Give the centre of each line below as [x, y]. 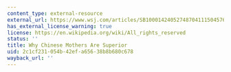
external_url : [27, 20]
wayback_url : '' [30, 58]
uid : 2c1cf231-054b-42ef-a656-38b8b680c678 [70, 52]
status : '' [23, 39]
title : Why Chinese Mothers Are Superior [67, 45]
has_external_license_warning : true [59, 26]
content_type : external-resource [55, 13]
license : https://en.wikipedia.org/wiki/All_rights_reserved [97, 33]
